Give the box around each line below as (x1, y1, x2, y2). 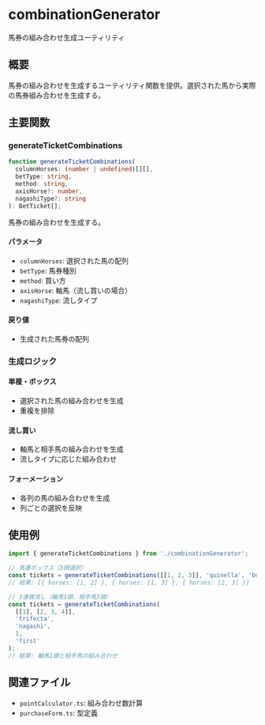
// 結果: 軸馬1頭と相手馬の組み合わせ (8, 651, 118, 659)
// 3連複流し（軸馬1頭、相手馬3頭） (8, 593, 112, 601)
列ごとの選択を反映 (19, 503, 83, 512)
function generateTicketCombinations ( (8, 158, 136, 166)
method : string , (15, 180, 69, 188)
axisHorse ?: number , (15, 187, 83, 195)
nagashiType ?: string (15, 194, 87, 202)
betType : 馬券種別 (19, 266, 77, 275)
